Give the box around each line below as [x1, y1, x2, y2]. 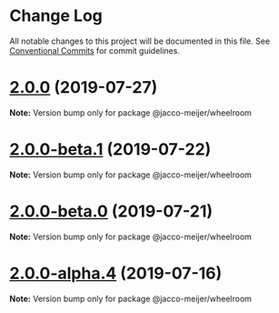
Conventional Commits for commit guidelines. [9, 45, 180, 56]
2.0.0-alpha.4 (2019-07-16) [9, 263, 223, 283]
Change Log [9, 5, 103, 26]
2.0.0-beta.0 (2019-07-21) [9, 201, 214, 221]
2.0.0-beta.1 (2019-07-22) [9, 139, 212, 160]
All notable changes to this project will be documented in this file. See [9, 35, 271, 46]
